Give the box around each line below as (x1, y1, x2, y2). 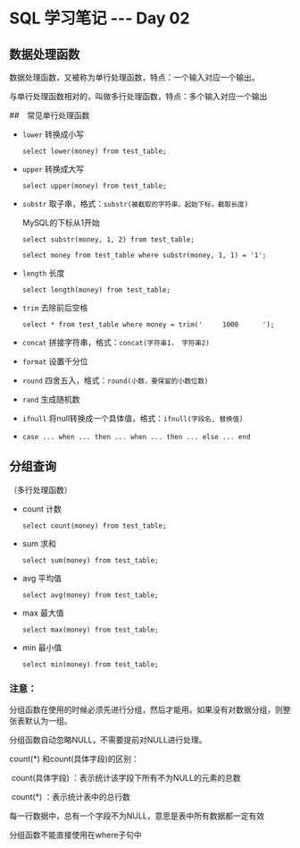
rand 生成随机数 (21, 394, 80, 404)
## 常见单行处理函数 (9, 110, 90, 121)
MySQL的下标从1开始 (21, 217, 100, 228)
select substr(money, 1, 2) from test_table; (21, 235, 195, 244)
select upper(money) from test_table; (21, 182, 167, 191)
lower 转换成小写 (21, 129, 85, 140)
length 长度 (21, 267, 65, 278)
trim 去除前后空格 (21, 302, 88, 313)
